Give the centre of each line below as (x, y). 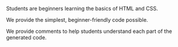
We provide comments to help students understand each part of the (89, 31)
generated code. (26, 37)
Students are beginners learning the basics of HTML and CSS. (82, 9)
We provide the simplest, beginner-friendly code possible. (77, 20)
